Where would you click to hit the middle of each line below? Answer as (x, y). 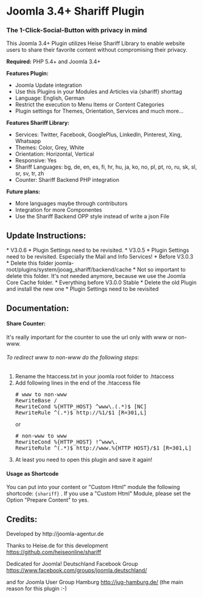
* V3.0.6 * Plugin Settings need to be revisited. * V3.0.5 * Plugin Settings (98, 250)
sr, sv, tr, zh (29, 173)
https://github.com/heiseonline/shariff (54, 552)
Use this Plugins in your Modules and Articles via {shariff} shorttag (98, 92)
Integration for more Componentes (58, 210)
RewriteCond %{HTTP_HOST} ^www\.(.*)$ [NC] (81, 407)
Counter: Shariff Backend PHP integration (67, 180)
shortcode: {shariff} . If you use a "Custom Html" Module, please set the (98, 493)
